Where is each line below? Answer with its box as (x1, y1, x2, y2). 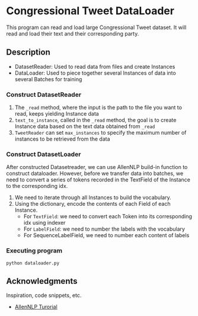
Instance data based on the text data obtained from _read (14, 123, 155, 130)
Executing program (6, 247, 63, 255)
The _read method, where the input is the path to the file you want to (14, 104, 183, 111)
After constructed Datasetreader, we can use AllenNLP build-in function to (6, 164, 188, 171)
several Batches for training (14, 75, 82, 82)
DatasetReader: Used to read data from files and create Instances (14, 63, 175, 70)
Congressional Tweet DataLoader (6, 4, 175, 18)
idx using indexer (23, 219, 66, 226)
